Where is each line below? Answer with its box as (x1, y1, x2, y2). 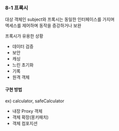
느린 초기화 (12, 62, 34, 68)
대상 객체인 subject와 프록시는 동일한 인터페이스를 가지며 (5, 16, 115, 23)
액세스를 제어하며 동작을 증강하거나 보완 (5, 23, 82, 29)
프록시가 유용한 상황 (5, 33, 43, 39)
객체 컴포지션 (12, 120, 38, 126)
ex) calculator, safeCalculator (5, 98, 64, 104)
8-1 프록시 (5, 4, 29, 11)
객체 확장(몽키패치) (12, 114, 49, 120)
